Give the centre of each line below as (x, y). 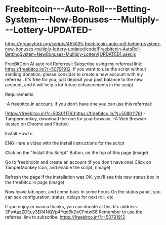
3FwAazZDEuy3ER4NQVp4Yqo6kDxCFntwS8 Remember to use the (74, 212)
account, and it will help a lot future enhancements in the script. (70, 84)
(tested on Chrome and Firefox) (37, 124)
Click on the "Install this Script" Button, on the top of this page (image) (77, 152)
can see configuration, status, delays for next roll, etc (59, 197)
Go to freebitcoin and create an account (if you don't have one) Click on (78, 162)
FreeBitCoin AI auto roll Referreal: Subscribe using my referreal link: (74, 64)
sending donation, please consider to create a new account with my (74, 74)
